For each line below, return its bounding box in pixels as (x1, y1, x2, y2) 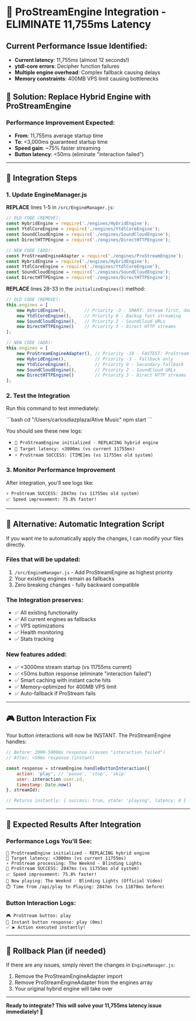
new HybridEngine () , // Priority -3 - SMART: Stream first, (16, 307, 181, 313)
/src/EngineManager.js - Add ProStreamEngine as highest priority (14, 568, 173, 575)
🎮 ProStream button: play (6, 913, 71, 919)
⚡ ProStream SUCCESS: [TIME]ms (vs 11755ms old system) (14, 453, 153, 458)
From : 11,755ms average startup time (14, 132, 104, 139)
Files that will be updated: (6, 556, 80, 564)
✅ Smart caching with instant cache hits (14, 677, 111, 684)
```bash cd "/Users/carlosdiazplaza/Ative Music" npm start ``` (6, 416, 153, 423)
